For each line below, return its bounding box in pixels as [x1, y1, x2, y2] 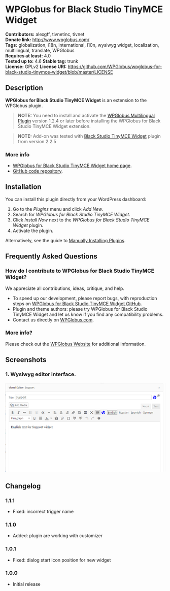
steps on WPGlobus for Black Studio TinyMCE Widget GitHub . [12, 301, 142, 307]
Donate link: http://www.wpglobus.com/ [5, 37, 90, 43]
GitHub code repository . [12, 168, 63, 174]
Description [5, 84, 43, 92]
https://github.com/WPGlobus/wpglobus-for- [67, 63, 162, 70]
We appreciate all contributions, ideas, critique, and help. [5, 285, 124, 291]
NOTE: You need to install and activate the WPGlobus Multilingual [17, 112, 155, 118]
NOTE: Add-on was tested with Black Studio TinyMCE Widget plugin [17, 133, 161, 139]
